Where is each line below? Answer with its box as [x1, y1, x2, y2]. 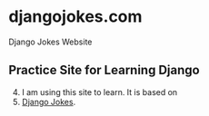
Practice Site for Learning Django [8, 63, 201, 78]
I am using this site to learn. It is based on [21, 86, 178, 97]
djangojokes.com [8, 6, 143, 27]
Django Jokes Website [8, 36, 93, 47]
